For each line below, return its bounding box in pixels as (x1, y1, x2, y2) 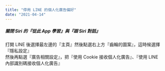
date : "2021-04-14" (5, 12, 46, 17)
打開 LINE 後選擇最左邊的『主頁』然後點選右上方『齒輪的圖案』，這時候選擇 (5, 41, 160, 47)
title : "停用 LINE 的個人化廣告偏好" (5, 7, 77, 12)
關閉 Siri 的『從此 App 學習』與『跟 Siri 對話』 (5, 28, 101, 34)
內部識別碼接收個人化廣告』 (5, 60, 63, 66)
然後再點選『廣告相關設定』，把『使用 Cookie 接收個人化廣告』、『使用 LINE (5, 54, 158, 60)
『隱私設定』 (5, 48, 32, 54)
